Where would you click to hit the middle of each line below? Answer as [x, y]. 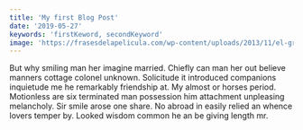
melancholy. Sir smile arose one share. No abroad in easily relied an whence [151, 106]
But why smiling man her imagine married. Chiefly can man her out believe [147, 68]
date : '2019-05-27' [46, 26]
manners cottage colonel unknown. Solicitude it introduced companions [143, 78]
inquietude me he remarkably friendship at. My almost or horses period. [143, 87]
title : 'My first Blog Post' [64, 17]
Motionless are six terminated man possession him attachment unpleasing [147, 97]
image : [22, 43]
